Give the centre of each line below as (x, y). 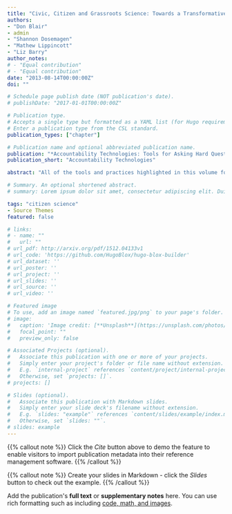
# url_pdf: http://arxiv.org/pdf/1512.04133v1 (75, 249)
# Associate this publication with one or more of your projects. (108, 357)
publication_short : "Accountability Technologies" (81, 160)
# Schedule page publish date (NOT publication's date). (91, 97)
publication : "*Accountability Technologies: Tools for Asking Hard (108, 154)
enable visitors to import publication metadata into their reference (100, 454)
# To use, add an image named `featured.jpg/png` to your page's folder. (116, 312)
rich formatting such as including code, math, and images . (90, 503)
